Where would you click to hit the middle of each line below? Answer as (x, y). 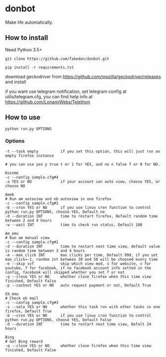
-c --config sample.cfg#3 (32, 302)
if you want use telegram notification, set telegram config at (66, 91)
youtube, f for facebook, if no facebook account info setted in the (78, 268)
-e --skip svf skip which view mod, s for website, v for (78, 264)
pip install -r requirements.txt (40, 67)
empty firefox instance (30, 156)
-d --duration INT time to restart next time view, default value (83, 246)
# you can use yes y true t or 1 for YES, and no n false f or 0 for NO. (83, 164)
